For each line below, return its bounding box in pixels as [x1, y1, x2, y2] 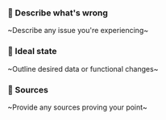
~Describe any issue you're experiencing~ [7, 26, 149, 35]
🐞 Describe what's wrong [7, 7, 108, 19]
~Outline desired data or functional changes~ [7, 64, 159, 73]
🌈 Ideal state [7, 46, 57, 57]
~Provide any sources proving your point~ [7, 102, 148, 112]
